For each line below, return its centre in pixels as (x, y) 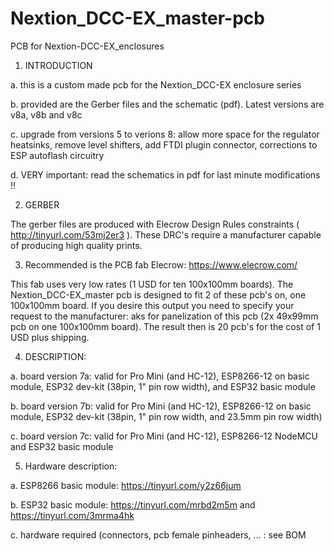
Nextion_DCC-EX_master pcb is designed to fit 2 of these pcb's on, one (158, 294)
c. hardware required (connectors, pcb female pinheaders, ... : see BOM (158, 534)
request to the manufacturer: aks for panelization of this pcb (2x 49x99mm (164, 316)
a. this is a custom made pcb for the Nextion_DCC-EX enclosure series (156, 84)
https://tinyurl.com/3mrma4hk (72, 515)
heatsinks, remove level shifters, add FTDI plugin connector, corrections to (164, 144)
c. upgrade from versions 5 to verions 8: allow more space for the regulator (165, 134)
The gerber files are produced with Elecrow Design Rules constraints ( (155, 224)
